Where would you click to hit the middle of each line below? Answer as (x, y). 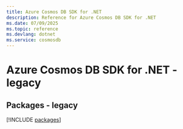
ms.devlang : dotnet (31, 35)
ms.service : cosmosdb (34, 40)
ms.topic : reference (33, 29)
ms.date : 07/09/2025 (33, 23)
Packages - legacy (42, 105)
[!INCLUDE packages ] (34, 120)
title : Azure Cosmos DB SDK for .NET (54, 12)
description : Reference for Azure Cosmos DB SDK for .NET (81, 18)
